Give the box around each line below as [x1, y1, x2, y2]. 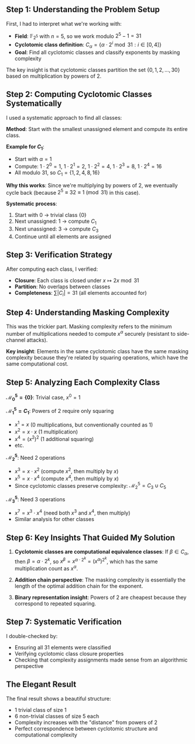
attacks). [26, 336, 48, 344]
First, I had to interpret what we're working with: [6, 20, 122, 27]
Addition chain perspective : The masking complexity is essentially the [14, 576, 186, 583]
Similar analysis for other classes [14, 516, 95, 523]
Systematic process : [6, 200, 57, 207]
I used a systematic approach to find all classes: [6, 114, 122, 121]
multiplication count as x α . [14, 564, 78, 572]
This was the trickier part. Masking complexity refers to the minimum [6, 323, 172, 330]
